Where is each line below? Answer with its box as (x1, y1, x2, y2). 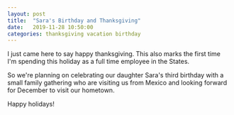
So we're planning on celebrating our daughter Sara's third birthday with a (7, 71, 224, 80)
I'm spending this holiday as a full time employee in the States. (7, 57, 190, 66)
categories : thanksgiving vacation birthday (7, 30, 141, 38)
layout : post (7, 10, 46, 18)
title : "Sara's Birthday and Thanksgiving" (7, 17, 141, 24)
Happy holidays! (7, 100, 55, 109)
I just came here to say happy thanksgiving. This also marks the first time (7, 50, 221, 58)
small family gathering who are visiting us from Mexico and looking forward (7, 79, 228, 87)
